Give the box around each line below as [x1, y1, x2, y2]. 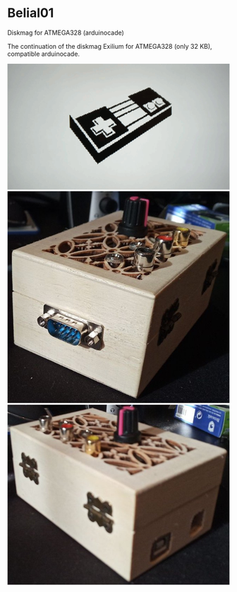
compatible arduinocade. [7, 50, 80, 58]
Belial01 [7, 5, 54, 21]
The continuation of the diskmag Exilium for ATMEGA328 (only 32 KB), [7, 42, 213, 50]
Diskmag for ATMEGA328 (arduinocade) [7, 28, 125, 37]
